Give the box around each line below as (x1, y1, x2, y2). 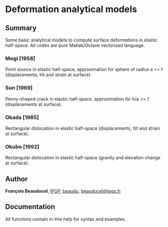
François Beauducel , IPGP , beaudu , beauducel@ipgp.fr (5, 188, 121, 194)
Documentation (5, 203, 55, 211)
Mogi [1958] (5, 54, 35, 62)
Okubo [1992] (5, 143, 39, 150)
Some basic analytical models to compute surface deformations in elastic (5, 37, 158, 43)
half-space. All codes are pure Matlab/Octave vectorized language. (5, 42, 145, 48)
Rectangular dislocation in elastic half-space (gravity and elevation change (5, 155, 160, 161)
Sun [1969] (5, 84, 33, 91)
